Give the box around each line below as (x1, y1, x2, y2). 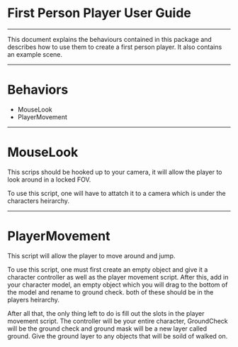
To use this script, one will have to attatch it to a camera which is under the (7, 189, 226, 197)
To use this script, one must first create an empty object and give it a (7, 265, 208, 274)
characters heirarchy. (7, 197, 69, 205)
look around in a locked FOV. (7, 175, 91, 184)
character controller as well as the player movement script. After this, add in (7, 272, 229, 281)
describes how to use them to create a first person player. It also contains (7, 43, 222, 51)
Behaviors (7, 82, 69, 98)
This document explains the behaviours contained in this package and (7, 35, 212, 43)
